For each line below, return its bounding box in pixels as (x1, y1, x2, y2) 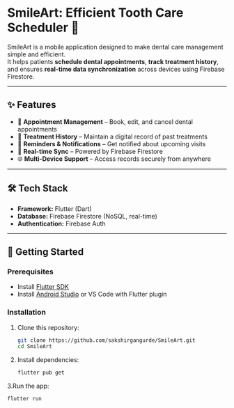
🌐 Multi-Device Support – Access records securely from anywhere (17, 155, 211, 163)
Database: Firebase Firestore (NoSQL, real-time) (17, 212, 158, 220)
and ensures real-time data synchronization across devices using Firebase (7, 65, 225, 73)
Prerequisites (7, 267, 54, 276)
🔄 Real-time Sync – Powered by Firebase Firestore (17, 147, 164, 155)
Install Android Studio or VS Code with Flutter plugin (17, 290, 167, 299)
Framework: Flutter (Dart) (17, 204, 92, 213)
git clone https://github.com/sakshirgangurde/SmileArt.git (17, 336, 196, 344)
